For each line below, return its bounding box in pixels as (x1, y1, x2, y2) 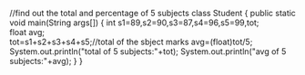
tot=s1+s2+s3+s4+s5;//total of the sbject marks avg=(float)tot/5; (9, 36, 253, 47)
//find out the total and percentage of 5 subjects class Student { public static (9, 8, 296, 18)
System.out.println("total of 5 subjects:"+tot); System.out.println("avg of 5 (9, 46, 287, 57)
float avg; (9, 27, 46, 37)
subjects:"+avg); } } (9, 56, 84, 66)
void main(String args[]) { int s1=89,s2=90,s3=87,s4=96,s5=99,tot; (9, 17, 259, 28)
